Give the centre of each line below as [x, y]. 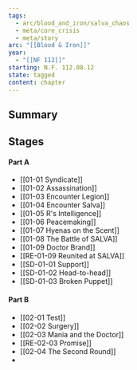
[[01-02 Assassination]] [58, 188]
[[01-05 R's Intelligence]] [61, 214]
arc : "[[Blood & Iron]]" [49, 45]
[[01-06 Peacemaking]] [58, 222]
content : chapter [37, 82]
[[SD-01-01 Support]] [55, 265]
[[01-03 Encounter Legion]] [65, 197]
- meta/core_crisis [48, 30]
